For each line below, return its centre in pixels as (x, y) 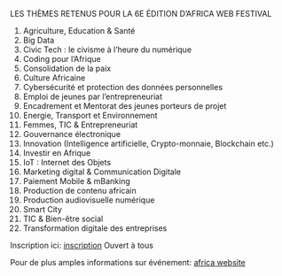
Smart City (43, 209)
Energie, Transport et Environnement (90, 115)
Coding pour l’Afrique (62, 59)
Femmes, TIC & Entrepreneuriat (80, 125)
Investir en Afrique (57, 153)
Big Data (39, 40)
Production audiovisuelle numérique (89, 200)
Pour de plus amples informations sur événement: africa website (128, 262)
